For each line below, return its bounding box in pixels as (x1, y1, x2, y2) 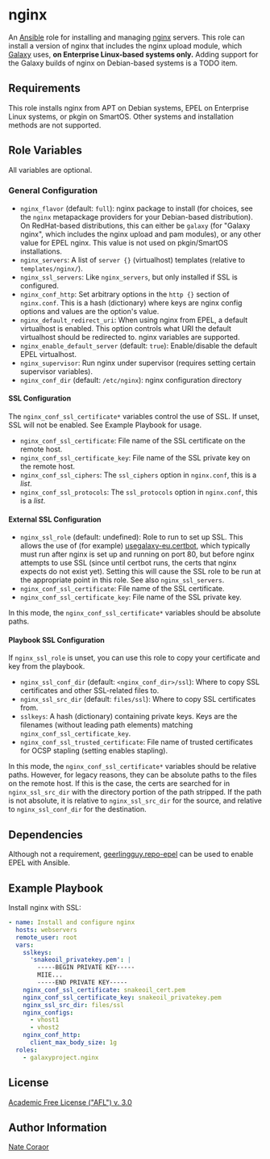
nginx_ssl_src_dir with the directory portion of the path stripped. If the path (8, 787, 262, 797)
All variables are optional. (8, 165, 93, 174)
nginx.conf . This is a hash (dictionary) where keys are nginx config (19, 297, 243, 308)
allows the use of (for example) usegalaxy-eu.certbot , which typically (19, 541, 251, 551)
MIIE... (37, 971, 63, 979)
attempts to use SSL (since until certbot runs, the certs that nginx (19, 558, 237, 568)
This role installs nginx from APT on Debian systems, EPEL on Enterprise (8, 103, 249, 112)
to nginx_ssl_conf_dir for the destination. (8, 804, 147, 814)
